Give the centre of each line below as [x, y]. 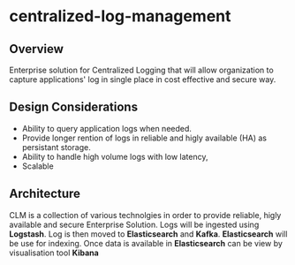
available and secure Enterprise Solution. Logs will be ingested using [134, 224]
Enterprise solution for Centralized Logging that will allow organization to [141, 70]
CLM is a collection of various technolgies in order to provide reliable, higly [145, 215]
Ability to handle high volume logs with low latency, [115, 156]
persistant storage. [56, 147]
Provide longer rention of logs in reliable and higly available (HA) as [144, 138]
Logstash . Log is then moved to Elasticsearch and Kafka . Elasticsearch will [148, 234]
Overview [37, 49]
